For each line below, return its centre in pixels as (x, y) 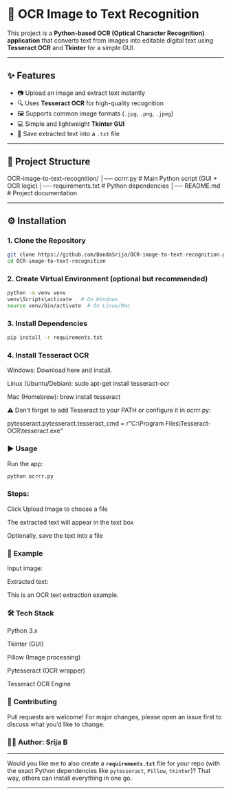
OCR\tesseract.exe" (35, 431)
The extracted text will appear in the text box (70, 522)
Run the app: (25, 464)
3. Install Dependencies (47, 323)
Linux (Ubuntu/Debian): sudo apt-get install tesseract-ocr (88, 384)
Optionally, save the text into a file (55, 535)
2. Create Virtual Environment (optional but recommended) (108, 279)
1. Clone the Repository (46, 240)
